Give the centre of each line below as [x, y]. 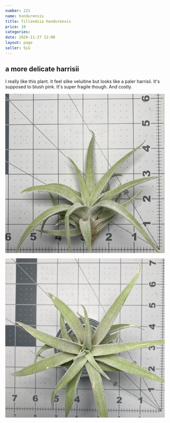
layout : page [19, 43]
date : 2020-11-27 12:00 [30, 37]
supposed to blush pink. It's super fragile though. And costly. [69, 86]
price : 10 [16, 27]
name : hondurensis [25, 16]
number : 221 [18, 11]
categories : [18, 32]
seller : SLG [18, 48]
